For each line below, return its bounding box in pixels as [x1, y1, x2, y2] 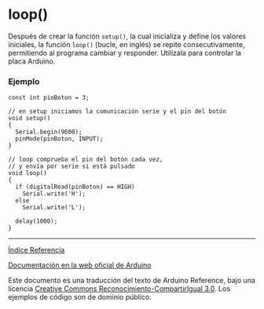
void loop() [8, 169, 47, 177]
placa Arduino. [8, 56, 56, 66]
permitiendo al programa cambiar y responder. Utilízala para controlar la [8, 48, 242, 57]
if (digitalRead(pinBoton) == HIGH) [15, 183, 135, 191]
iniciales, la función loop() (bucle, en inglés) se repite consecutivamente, [8, 39, 245, 49]
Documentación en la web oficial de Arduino [8, 260, 152, 270]
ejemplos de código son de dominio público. [8, 293, 152, 302]
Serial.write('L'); [22, 204, 86, 212]
